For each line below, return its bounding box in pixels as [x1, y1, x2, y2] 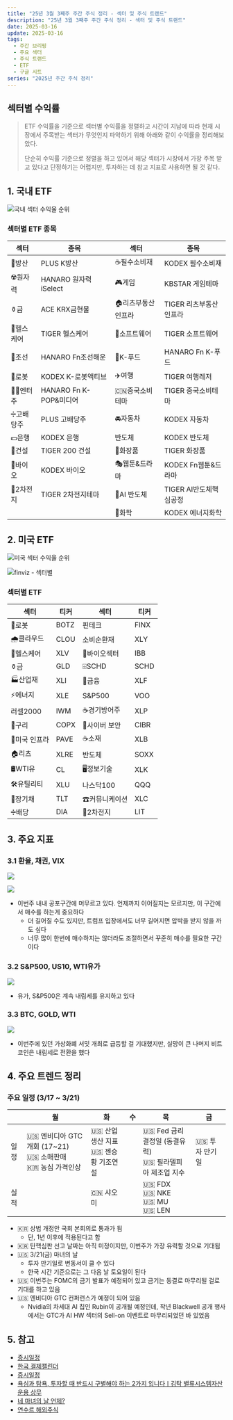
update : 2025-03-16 [7, 29, 64, 37]
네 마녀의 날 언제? [17, 1397, 65, 1405]
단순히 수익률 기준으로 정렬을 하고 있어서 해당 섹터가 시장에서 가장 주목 [24, 154, 215, 163]
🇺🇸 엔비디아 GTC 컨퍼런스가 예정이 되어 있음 [17, 1294, 141, 1302]
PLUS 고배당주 [40, 414, 87, 424]
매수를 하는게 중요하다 [24, 908, 85, 917]
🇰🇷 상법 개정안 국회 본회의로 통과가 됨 [17, 1225, 123, 1233]
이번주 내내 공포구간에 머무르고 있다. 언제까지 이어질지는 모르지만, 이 [17, 899, 202, 907]
